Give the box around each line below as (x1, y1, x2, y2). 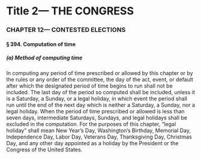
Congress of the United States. (6, 146, 83, 153)
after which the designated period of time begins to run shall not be (6, 82, 173, 89)
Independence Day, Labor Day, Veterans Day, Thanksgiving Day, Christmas (6, 133, 192, 140)
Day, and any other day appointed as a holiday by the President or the (6, 139, 179, 146)
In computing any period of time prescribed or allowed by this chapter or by (6, 69, 193, 76)
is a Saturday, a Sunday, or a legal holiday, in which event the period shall (6, 95, 188, 102)
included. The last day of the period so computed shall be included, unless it (6, 88, 195, 95)
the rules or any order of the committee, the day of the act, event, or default (6, 76, 194, 83)
